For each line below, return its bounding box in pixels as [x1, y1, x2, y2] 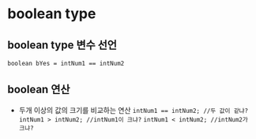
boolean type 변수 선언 [7, 38, 118, 51]
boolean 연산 [7, 83, 70, 96]
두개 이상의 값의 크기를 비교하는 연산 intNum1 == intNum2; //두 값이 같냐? [18, 105, 249, 115]
